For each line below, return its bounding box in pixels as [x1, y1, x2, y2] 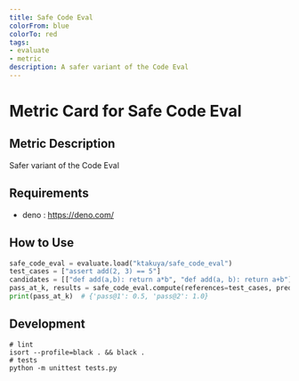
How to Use [9, 235, 75, 250]
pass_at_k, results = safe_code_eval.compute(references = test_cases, [9, 284, 273, 293]
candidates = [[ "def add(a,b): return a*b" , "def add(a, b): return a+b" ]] [9, 275, 296, 285]
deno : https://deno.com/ [21, 209, 114, 220]
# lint [9, 340, 34, 349]
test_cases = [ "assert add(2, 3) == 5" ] [9, 267, 162, 276]
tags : [9, 37, 29, 47]
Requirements [9, 186, 89, 201]
